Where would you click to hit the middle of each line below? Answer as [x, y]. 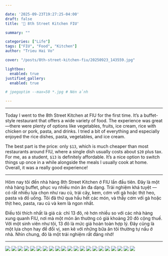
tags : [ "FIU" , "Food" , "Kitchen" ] [41, 46]
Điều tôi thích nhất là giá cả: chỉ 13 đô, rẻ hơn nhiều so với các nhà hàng [79, 213]
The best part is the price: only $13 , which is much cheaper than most [77, 146]
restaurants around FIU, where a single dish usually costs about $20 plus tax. [84, 152]
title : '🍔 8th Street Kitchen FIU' [42, 24]
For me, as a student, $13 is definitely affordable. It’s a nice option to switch [82, 157]
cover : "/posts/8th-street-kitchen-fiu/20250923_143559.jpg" [70, 60]
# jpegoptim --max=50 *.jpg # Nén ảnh [47, 92]
